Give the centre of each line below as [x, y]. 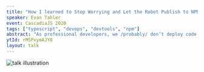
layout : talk [23, 46]
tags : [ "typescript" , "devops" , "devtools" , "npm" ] [73, 29]
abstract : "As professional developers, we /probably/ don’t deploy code [102, 34]
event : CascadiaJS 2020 [36, 23]
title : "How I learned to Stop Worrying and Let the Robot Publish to [97, 12]
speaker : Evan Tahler [34, 18]
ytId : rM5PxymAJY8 [29, 40]
